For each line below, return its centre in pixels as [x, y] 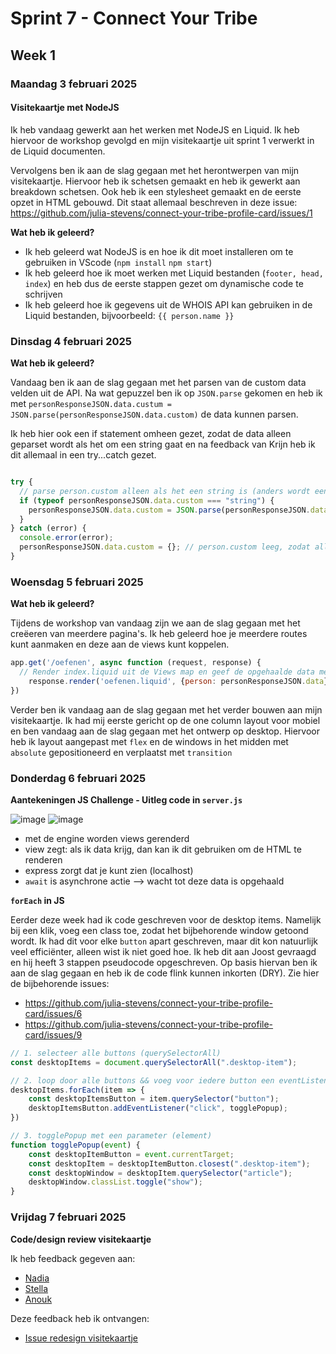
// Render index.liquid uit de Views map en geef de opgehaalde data [167, 672]
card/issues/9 [53, 1034]
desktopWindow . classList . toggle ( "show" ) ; [115, 1182]
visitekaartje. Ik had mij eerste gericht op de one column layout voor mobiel [165, 720]
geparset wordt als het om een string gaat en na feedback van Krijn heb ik [163, 444]
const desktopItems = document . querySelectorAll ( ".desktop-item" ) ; [154, 1062]
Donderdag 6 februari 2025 [78, 778]
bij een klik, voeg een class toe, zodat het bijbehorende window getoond [159, 930]
